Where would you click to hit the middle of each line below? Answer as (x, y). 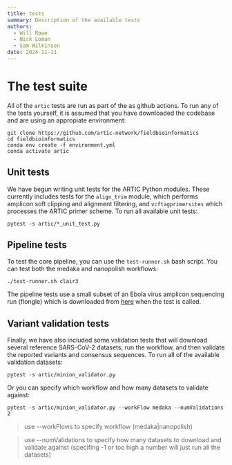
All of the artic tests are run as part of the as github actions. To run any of (113, 105)
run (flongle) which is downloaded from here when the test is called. (104, 302)
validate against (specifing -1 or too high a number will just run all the (122, 448)
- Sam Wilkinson (37, 46)
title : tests (26, 13)
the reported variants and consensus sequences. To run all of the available (113, 355)
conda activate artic (38, 151)
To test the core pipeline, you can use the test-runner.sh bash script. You (113, 262)
